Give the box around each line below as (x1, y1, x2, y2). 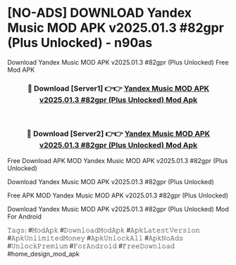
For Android (7, 212, 42, 221)
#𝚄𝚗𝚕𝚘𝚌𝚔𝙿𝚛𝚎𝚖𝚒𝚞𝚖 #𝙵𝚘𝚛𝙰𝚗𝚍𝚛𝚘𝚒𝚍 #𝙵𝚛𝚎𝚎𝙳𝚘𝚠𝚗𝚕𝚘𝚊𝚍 (7, 241, 175, 250)
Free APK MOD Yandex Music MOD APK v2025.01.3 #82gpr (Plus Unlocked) (7, 191, 229, 200)
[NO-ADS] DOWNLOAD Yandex (7, 5, 192, 21)
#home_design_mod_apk (7, 250, 80, 258)
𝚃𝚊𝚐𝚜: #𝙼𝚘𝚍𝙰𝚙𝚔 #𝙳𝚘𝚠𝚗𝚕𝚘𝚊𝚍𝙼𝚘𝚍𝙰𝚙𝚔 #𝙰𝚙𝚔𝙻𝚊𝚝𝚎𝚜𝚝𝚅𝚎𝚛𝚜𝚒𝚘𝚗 (7, 226, 201, 234)
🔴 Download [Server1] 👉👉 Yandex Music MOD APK (27, 83, 210, 93)
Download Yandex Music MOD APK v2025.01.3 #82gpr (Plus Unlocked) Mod (7, 205, 229, 213)
